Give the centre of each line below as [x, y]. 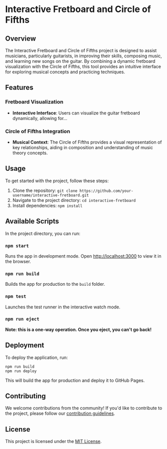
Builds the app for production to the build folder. [55, 284]
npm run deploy [21, 371]
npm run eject [22, 319]
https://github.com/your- [106, 191]
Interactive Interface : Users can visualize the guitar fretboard [76, 113]
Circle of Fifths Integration [38, 131]
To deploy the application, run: [37, 357]
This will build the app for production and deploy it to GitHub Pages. [75, 380]
